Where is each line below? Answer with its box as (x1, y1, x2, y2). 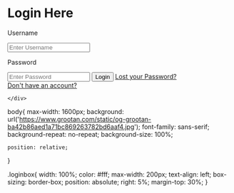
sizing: (7, 177, 27, 186)
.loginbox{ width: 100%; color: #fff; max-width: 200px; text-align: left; (7, 169, 212, 179)
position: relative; (7, 144, 69, 151)
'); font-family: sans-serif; (134, 122, 210, 131)
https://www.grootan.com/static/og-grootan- (19, 115, 152, 123)
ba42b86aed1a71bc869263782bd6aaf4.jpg (7, 122, 135, 131)
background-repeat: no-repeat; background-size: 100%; (7, 130, 173, 138)
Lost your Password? (115, 72, 177, 80)
